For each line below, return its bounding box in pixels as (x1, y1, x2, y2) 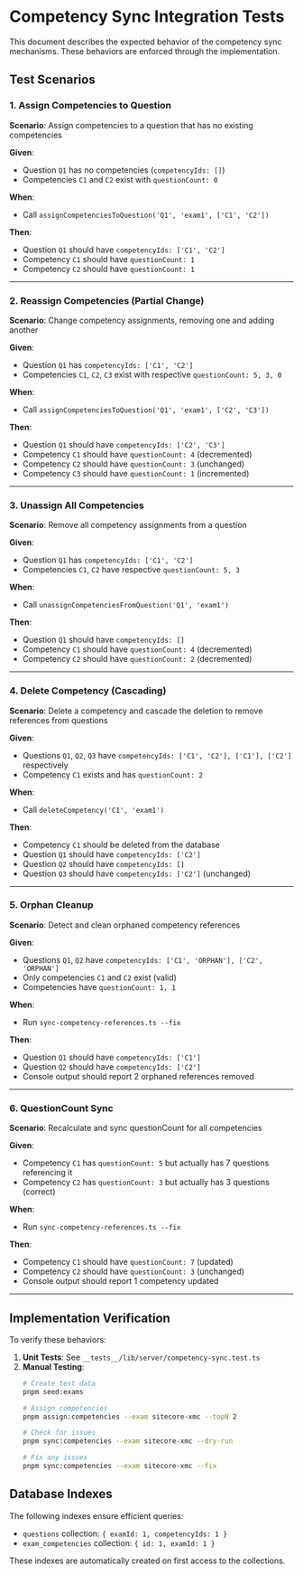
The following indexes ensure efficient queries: (9, 1510, 184, 1521)
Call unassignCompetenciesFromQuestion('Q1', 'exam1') (22, 599, 230, 610)
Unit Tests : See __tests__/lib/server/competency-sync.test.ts (22, 1352, 261, 1363)
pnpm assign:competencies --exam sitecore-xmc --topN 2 (22, 1412, 237, 1421)
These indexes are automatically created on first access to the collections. (9, 1555, 286, 1566)
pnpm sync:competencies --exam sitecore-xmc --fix (22, 1462, 217, 1471)
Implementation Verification (9, 1310, 171, 1325)
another (9, 324, 39, 335)
